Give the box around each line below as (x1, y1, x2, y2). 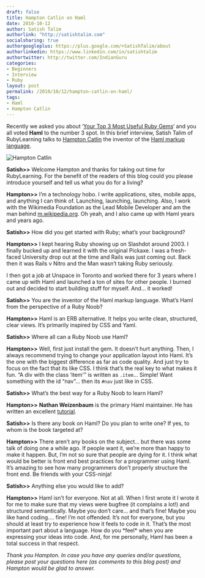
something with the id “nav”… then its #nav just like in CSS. (6, 377, 154, 385)
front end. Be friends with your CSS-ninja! (6, 470, 112, 478)
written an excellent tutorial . (6, 407, 76, 415)
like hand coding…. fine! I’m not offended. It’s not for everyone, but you (6, 513, 185, 521)
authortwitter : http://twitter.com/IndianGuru (6, 54, 127, 61)
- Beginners (6, 65, 37, 72)
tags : (6, 94, 20, 100)
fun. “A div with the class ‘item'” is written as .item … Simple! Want (6, 371, 173, 378)
